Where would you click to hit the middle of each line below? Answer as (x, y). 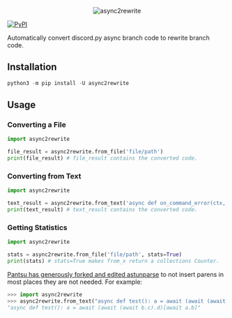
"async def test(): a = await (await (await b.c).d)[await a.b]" (104, 308)
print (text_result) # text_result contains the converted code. (102, 210)
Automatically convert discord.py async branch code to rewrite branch (109, 38)
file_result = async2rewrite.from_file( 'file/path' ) (85, 152)
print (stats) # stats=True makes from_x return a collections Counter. (113, 261)
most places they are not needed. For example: (75, 282)
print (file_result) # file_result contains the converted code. (102, 158)
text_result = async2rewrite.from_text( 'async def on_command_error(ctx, (117, 203)
